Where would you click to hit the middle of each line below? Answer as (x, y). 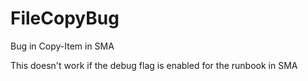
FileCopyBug (65, 18)
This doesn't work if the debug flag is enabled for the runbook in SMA (154, 65)
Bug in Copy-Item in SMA (62, 46)
